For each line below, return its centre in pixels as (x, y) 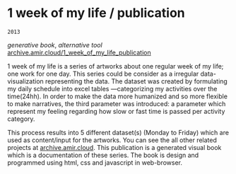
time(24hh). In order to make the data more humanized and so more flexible (118, 96)
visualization (25, 81)
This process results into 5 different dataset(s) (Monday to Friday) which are (118, 132)
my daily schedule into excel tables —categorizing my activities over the (112, 88)
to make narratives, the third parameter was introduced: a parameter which (117, 103)
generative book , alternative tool (55, 45)
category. (21, 119)
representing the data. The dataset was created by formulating (136, 81)
